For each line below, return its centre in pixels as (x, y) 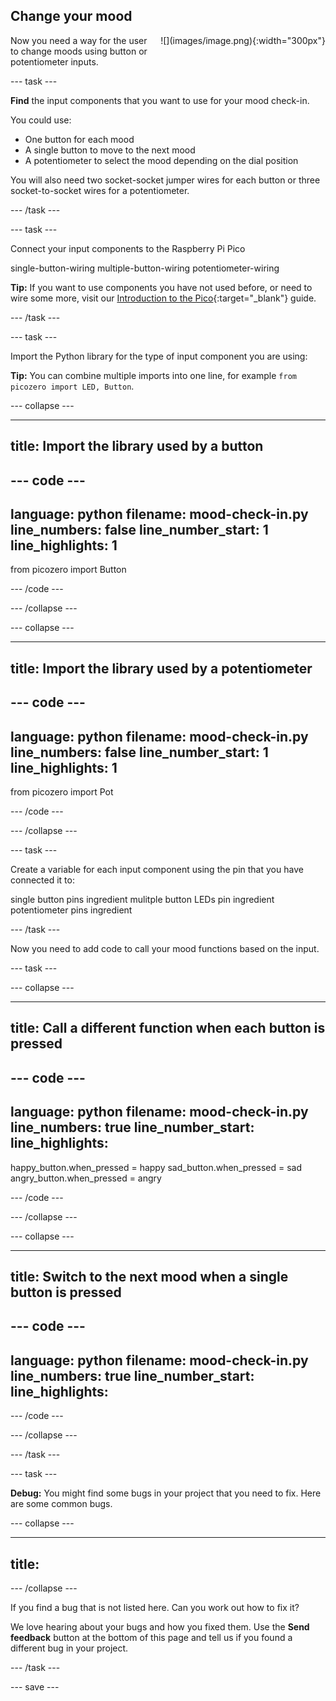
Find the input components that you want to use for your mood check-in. (160, 100)
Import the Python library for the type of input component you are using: (159, 356)
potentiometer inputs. (54, 61)
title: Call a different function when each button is (168, 1028)
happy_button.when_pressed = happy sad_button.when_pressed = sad (156, 1167)
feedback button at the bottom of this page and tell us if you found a (151, 1637)
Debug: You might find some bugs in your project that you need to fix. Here (166, 1493)
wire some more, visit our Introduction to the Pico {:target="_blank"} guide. (163, 298)
